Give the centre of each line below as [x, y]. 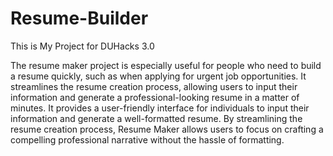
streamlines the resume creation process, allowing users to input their [154, 86]
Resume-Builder [79, 18]
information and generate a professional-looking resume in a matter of [155, 97]
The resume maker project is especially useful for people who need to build [166, 65]
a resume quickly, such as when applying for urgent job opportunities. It [158, 76]
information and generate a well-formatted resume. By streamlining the [156, 118]
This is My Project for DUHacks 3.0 [82, 46]
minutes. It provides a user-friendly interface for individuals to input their [160, 108]
